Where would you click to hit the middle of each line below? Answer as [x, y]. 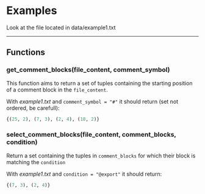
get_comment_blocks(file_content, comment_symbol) [88, 70]
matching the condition [36, 162]
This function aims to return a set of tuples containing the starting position [99, 83]
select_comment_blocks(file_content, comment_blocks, [91, 135]
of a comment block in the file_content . [57, 90]
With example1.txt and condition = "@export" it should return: [84, 174]
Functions [26, 52]
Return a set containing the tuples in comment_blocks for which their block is [101, 156]
